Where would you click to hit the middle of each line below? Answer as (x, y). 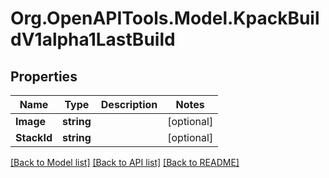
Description (129, 104)
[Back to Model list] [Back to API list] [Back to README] (125, 162)
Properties (44, 76)
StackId (34, 137)
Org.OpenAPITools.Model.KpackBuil (165, 18)
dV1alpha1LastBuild (93, 39)
